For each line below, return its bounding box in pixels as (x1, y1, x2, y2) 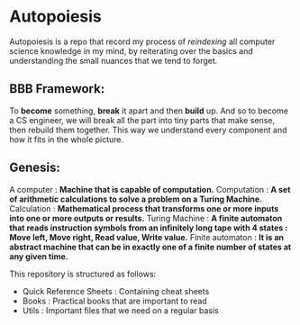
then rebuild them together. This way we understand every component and (9, 124, 287, 135)
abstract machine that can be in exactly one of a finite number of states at (9, 241, 292, 252)
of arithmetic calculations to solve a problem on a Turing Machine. (9, 194, 263, 204)
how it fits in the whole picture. (9, 133, 124, 145)
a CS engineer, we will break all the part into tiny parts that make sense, (9, 114, 276, 125)
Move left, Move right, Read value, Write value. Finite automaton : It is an (9, 231, 285, 242)
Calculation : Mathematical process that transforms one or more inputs (9, 203, 279, 213)
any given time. (9, 250, 69, 262)
